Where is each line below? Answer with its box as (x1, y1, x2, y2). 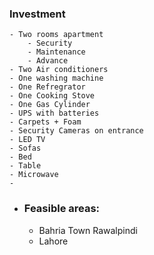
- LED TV (9, 135, 46, 145)
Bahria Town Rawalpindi (38, 224, 138, 236)
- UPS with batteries (9, 108, 100, 119)
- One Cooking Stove (9, 91, 96, 101)
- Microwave (9, 170, 59, 180)
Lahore (38, 235, 69, 247)
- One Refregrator (9, 82, 86, 92)
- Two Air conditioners (9, 65, 109, 75)
